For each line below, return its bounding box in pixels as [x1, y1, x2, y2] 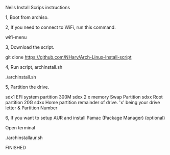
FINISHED [5, 145, 27, 150]
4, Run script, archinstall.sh [5, 64, 63, 70]
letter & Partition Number [5, 105, 58, 111]
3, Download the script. [5, 44, 55, 50]
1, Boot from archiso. [5, 14, 49, 20]
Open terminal [5, 125, 35, 130]
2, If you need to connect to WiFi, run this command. [5, 24, 116, 30]
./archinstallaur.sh [5, 134, 43, 141]
